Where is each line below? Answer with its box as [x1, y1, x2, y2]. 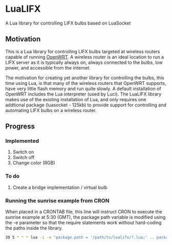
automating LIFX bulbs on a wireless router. [5, 107, 97, 113]
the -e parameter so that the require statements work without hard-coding [5, 219, 162, 226]
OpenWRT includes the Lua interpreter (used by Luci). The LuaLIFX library [5, 91, 162, 97]
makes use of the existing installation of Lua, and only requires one [5, 96, 146, 102]
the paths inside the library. [5, 225, 63, 231]
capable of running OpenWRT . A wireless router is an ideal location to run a [5, 54, 164, 60]
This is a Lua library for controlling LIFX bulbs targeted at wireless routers [5, 48, 160, 54]
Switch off [12, 154, 35, 161]
